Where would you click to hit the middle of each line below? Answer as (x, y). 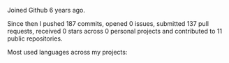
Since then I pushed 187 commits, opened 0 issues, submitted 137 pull (108, 23)
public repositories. (35, 38)
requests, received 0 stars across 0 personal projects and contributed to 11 (114, 31)
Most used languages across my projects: (67, 52)
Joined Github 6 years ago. (46, 10)
